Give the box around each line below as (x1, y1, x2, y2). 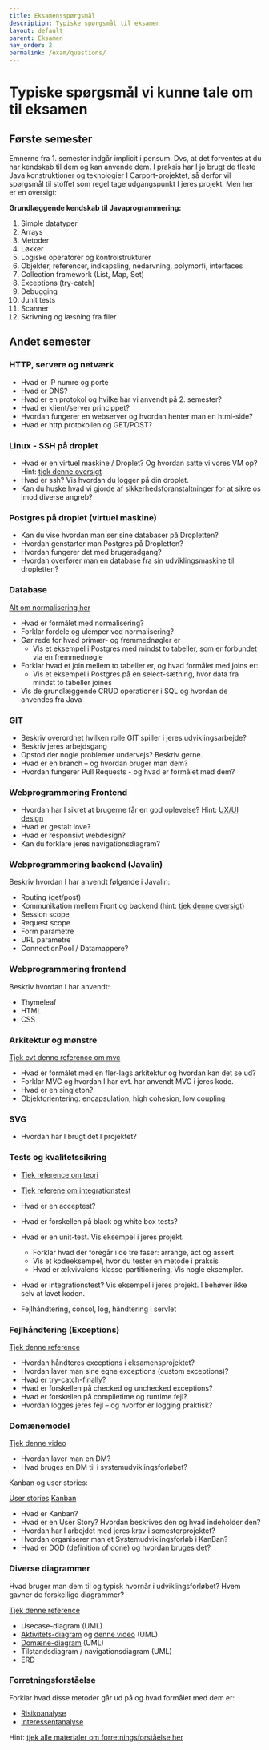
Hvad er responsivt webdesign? (20, 830, 126, 841)
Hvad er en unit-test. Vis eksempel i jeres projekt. (20, 1232, 184, 1242)
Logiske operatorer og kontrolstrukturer (20, 253, 151, 262)
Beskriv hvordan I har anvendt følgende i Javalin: (9, 877, 171, 887)
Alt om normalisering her (9, 602, 91, 612)
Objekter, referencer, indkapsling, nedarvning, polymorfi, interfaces (20, 261, 243, 271)
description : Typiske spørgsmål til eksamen (9, 19, 160, 27)
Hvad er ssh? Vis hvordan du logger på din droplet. (20, 475, 189, 484)
